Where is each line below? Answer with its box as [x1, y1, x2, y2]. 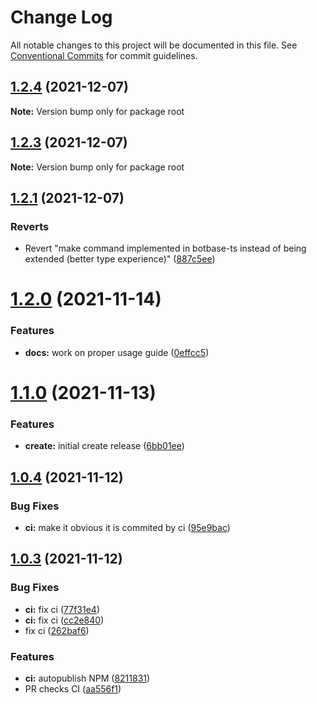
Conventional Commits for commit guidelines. [10, 49, 198, 61]
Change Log [10, 6, 113, 29]
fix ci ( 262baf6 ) [24, 624, 90, 636]
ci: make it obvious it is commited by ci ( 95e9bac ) [24, 521, 231, 533]
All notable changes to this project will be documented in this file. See [10, 39, 298, 51]
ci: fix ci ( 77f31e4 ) [24, 603, 101, 615]
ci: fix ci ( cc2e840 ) [24, 614, 105, 626]
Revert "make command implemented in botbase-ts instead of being [24, 242, 307, 255]
